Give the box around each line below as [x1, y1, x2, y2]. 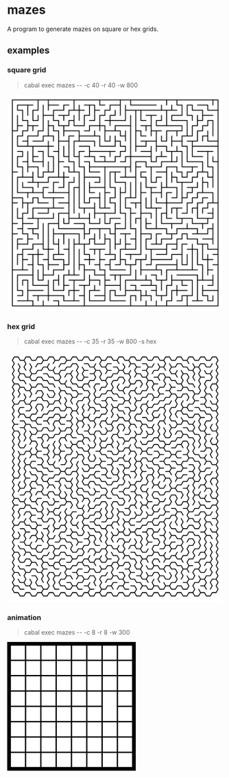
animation [7, 613, 42, 622]
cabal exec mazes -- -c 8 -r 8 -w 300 [23, 628, 130, 637]
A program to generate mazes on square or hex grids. [7, 25, 159, 33]
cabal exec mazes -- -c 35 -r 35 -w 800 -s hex [23, 337, 157, 345]
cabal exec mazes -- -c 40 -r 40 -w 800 [23, 81, 138, 89]
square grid [7, 65, 47, 75]
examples [7, 45, 50, 56]
